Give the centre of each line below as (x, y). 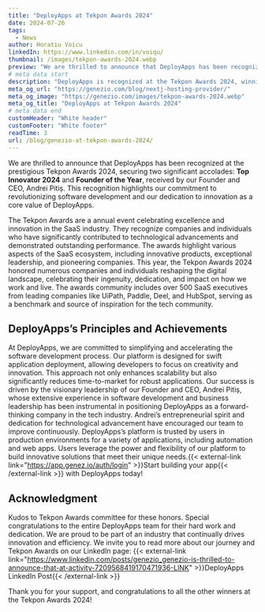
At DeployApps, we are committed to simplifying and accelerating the (121, 347)
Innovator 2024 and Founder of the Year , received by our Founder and (124, 179)
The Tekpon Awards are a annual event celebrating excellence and (116, 220)
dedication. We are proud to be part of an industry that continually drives (127, 535)
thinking (21, 415)
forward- (234, 407)
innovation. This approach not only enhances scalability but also (112, 373)
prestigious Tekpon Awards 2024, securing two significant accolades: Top (129, 171)
